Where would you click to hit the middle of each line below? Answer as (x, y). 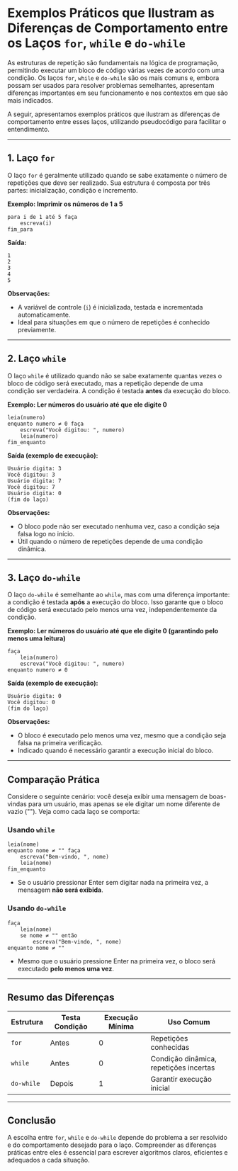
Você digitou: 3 (31, 475)
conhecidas (170, 1047)
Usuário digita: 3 (34, 468)
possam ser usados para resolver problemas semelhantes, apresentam (111, 85)
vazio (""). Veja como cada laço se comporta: (74, 812)
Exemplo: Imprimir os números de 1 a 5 (65, 204)
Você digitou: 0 (31, 703)
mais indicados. (30, 100)
